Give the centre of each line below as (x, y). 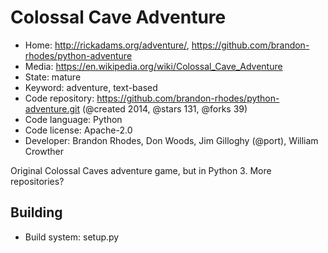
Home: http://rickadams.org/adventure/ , (107, 45)
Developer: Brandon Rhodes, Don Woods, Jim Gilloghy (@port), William (171, 140)
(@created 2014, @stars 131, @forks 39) (164, 108)
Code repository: (59, 98)
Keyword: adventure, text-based (91, 87)
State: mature (53, 77)
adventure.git (52, 108)
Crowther (44, 151)
